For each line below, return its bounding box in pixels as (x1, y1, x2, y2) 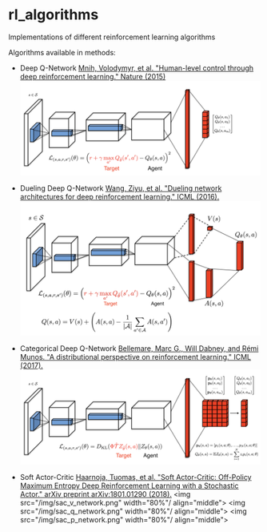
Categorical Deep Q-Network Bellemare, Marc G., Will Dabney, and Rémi (19, 343, 259, 353)
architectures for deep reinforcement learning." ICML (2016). (19, 192, 220, 202)
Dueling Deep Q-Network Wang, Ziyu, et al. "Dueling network (19, 183, 222, 193)
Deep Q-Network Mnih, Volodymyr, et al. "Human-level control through (19, 62, 254, 73)
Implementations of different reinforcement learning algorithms (8, 32, 216, 42)
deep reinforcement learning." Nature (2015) (19, 71, 166, 81)
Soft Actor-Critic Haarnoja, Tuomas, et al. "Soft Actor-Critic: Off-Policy (19, 473, 252, 482)
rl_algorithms (8, 6, 99, 24)
